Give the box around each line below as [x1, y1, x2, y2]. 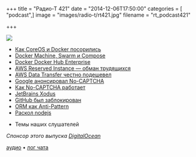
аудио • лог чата [6, 144, 49, 151]
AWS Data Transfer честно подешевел [14, 71, 112, 78]
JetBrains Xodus [14, 90, 56, 97]
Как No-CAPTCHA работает [14, 84, 85, 91]
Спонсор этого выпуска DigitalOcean [6, 133, 101, 139]
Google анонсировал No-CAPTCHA [14, 78, 105, 84]
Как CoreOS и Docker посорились [14, 46, 102, 53]
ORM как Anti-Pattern [14, 103, 69, 110]
